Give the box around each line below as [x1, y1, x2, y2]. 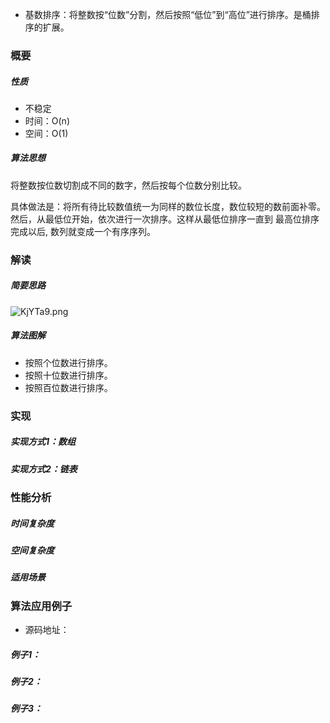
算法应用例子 [10, 599, 73, 613]
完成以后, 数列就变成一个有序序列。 [10, 225, 156, 237]
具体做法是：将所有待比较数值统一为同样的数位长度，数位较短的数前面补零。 [10, 200, 326, 212]
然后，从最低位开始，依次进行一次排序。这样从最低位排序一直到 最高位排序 [10, 213, 320, 225]
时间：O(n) [24, 114, 70, 127]
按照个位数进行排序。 [24, 356, 113, 368]
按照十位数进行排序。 [24, 369, 113, 381]
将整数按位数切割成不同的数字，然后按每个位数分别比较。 [10, 179, 247, 191]
